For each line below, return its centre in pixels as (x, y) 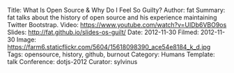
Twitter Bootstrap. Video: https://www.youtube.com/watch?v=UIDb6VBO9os (117, 25)
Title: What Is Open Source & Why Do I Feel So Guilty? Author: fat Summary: (116, 10)
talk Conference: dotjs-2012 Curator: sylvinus (72, 62)
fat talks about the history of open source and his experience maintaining (112, 17)
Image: (26, 40)
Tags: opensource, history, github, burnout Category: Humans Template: (111, 54)
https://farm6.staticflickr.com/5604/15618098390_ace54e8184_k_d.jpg (109, 47)
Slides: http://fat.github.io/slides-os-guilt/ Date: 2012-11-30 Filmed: (103, 32)
